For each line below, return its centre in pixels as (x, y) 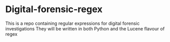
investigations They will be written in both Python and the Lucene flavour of (85, 28)
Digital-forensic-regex (54, 9)
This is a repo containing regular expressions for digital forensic (72, 23)
